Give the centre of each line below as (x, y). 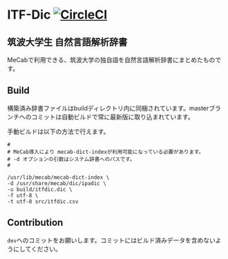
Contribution (35, 223)
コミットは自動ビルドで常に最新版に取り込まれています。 (113, 117)
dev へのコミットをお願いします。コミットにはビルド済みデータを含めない (111, 240)
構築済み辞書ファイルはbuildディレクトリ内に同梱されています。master (108, 108)
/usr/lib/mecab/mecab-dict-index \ (58, 177)
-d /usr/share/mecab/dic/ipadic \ (57, 183)
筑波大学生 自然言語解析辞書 (67, 42)
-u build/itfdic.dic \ (40, 189)
